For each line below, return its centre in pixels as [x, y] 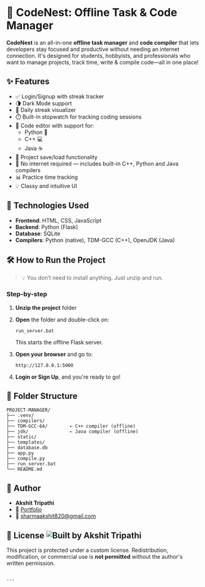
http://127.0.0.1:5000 [44, 365]
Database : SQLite [38, 234]
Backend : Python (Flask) [47, 227]
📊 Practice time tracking [46, 177]
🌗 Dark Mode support [44, 103]
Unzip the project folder [46, 307]
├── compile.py [26, 459]
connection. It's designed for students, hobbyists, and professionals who [99, 55]
